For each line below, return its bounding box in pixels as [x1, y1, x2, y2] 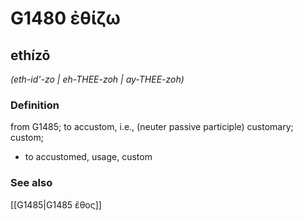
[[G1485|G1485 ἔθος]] [10, 198, 102, 211]
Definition [10, 98, 60, 112]
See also [10, 176, 53, 190]
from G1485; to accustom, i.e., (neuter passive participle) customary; [10, 121, 294, 133]
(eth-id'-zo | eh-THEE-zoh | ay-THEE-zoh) [10, 73, 185, 85]
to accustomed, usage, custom [24, 151, 153, 163]
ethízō [10, 47, 51, 64]
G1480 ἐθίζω [10, 7, 121, 30]
